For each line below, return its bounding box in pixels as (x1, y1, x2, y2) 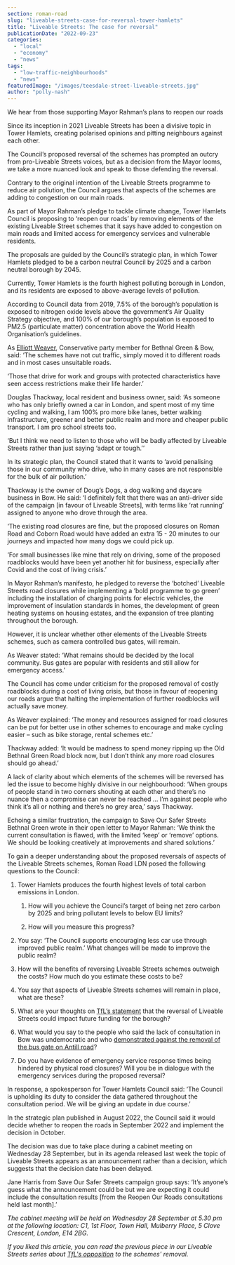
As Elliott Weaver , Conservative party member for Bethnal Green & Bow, (7, 343, 215, 352)
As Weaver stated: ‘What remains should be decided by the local (7, 651, 194, 660)
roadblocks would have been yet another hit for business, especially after (7, 558, 220, 567)
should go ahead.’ (7, 759, 59, 767)
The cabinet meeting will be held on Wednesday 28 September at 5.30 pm (7, 1214, 222, 1222)
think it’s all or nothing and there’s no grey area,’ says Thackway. (7, 802, 194, 811)
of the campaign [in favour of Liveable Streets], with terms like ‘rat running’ (7, 501, 224, 510)
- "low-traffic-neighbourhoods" (13, 69, 109, 76)
